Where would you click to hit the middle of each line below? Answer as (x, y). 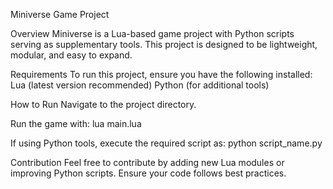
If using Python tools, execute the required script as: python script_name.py (166, 143)
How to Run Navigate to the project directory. (103, 104)
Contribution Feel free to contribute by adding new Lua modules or (147, 162)
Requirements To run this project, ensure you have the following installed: (161, 74)
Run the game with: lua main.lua (76, 123)
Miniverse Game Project (60, 14)
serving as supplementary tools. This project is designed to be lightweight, (164, 44)
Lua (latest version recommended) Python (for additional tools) (140, 85)
